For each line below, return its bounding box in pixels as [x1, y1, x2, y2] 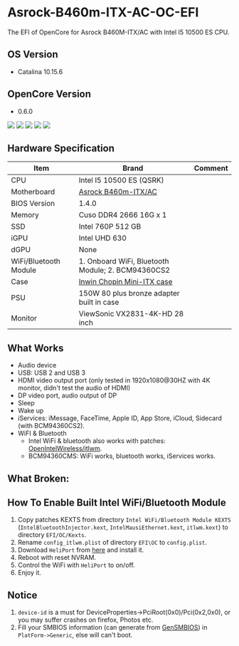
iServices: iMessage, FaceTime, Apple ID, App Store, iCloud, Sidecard [17, 414, 223, 422]
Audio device [17, 361, 57, 370]
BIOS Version [11, 199, 55, 209]
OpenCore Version [7, 88, 91, 100]
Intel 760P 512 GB [78, 222, 142, 231]
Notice [7, 589, 38, 601]
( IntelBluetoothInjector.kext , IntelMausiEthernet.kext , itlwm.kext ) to [17, 523, 229, 531]
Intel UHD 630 [78, 233, 127, 243]
